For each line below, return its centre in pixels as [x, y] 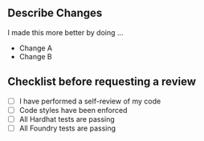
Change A [36, 48]
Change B [36, 56]
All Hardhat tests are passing [67, 119]
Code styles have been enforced [73, 110]
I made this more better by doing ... [65, 32]
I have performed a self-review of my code [90, 101]
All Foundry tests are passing [67, 128]
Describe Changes [55, 13]
